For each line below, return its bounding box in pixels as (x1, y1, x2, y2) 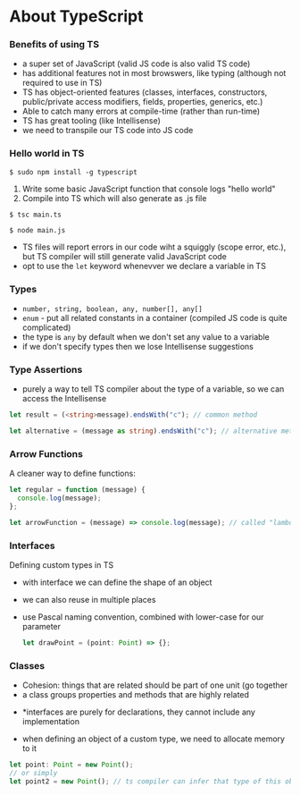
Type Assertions (9, 364, 83, 376)
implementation (21, 716, 80, 727)
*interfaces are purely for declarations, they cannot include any (21, 706, 256, 717)
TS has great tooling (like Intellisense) (21, 115, 161, 126)
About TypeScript (9, 6, 144, 27)
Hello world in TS (9, 148, 85, 160)
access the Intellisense (21, 393, 107, 404)
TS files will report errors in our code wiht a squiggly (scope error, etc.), (21, 241, 287, 252)
